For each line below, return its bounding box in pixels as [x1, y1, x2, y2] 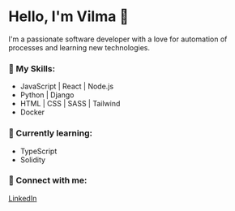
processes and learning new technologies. [8, 42, 151, 52]
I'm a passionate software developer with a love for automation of [8, 34, 228, 44]
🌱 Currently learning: [8, 127, 93, 139]
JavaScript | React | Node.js [19, 81, 114, 92]
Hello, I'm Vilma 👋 [8, 7, 130, 26]
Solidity [19, 154, 46, 165]
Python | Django [19, 90, 75, 100]
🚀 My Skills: [8, 62, 55, 74]
